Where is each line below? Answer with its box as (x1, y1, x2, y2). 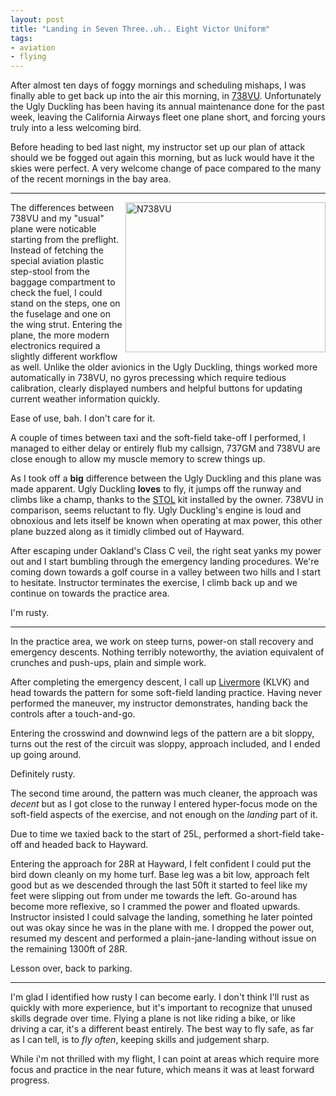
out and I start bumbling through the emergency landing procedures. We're (10, 556, 320, 568)
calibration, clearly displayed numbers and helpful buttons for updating (10, 382, 303, 395)
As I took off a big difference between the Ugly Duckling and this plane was (10, 472, 322, 485)
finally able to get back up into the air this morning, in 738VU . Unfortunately (10, 90, 322, 102)
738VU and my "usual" (10, 212, 105, 225)
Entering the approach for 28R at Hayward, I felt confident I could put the (10, 858, 312, 870)
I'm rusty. (10, 607, 50, 619)
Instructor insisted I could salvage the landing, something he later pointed (10, 911, 313, 923)
